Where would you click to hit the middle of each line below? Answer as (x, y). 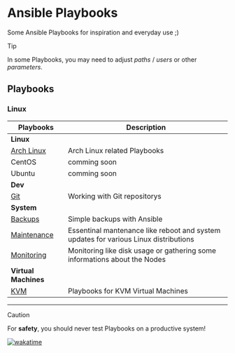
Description (146, 127)
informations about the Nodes (117, 259)
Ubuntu (23, 173)
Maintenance (32, 234)
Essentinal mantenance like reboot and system (144, 230)
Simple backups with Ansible (115, 219)
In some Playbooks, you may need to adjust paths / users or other (102, 59)
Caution (19, 314)
